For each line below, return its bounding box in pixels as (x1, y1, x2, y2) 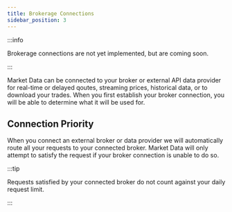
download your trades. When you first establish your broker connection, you (7, 91, 225, 99)
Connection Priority (7, 118, 94, 130)
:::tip (7, 164, 20, 173)
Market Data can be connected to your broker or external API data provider (7, 76, 222, 84)
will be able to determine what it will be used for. (7, 98, 145, 106)
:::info (7, 35, 24, 44)
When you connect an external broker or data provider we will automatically (7, 136, 224, 145)
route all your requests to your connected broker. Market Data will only (7, 143, 209, 152)
